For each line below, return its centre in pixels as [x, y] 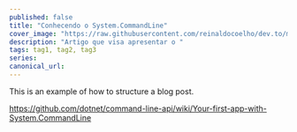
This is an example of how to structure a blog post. [102, 91]
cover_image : [33, 33]
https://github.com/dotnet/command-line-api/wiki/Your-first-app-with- [138, 108]
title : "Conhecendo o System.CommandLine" [88, 26]
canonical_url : [37, 67]
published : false [41, 17]
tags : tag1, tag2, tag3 [53, 50]
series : [23, 58]
